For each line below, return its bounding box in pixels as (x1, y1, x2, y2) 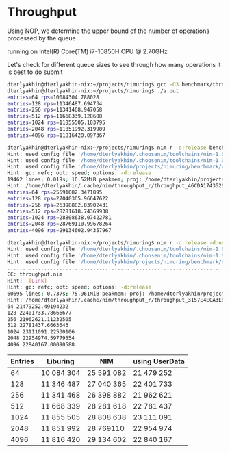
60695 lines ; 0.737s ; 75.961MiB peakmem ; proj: (7, 290, 146, 298)
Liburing (47, 357, 75, 366)
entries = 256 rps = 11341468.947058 (7, 107, 103, 114)
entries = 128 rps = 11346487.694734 (7, 100, 103, 107)
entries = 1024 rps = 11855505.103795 (7, 119, 106, 127)
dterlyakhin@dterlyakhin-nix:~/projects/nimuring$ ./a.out (7, 87, 179, 94)
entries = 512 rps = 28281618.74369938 (7, 208, 109, 215)
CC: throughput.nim (7, 271, 63, 278)
